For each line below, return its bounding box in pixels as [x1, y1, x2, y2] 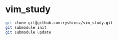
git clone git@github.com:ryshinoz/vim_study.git [5, 20, 113, 25]
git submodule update [5, 29, 52, 35]
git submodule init [5, 25, 47, 30]
